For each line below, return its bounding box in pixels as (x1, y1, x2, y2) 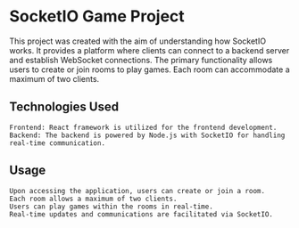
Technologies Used (9, 100, 119, 115)
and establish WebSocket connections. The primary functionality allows (9, 54, 273, 65)
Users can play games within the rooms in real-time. (9, 202, 214, 211)
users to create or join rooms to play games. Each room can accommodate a (9, 64, 290, 75)
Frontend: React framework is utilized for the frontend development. (9, 123, 278, 132)
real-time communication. (9, 138, 105, 148)
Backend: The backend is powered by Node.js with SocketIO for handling (9, 131, 286, 140)
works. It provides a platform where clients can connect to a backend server (9, 45, 290, 55)
